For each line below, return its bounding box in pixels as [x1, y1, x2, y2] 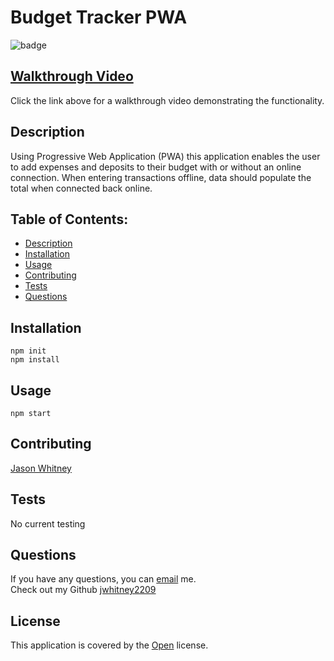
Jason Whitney [10, 462, 72, 474]
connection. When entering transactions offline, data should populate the [10, 171, 312, 183]
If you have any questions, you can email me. [10, 573, 197, 585]
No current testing [10, 517, 86, 530]
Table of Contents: [10, 211, 129, 228]
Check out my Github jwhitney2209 [10, 584, 157, 596]
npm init [10, 346, 47, 356]
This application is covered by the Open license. [10, 639, 209, 651]
